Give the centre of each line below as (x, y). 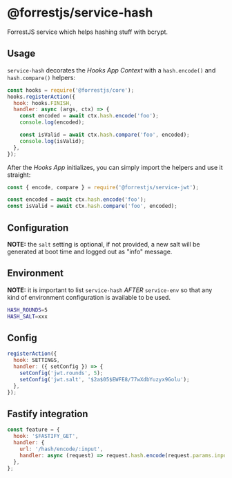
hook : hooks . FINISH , (43, 103)
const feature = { (33, 430)
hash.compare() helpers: (41, 77)
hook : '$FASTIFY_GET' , (46, 437)
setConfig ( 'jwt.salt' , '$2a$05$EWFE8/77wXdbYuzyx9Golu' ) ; (105, 379)
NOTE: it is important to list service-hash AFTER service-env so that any (110, 290)
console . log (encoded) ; (52, 122)
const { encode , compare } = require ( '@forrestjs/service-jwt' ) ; (103, 187)
